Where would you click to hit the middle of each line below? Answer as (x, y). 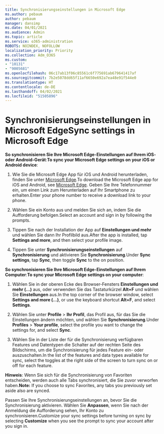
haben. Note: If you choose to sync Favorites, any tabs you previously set (79, 386)
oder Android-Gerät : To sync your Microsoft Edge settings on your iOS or (80, 160)
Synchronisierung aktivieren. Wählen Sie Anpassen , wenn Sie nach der (77, 405)
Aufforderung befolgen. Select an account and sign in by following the (82, 215)
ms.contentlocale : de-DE (30, 87)
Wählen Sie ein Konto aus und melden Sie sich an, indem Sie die (77, 210)
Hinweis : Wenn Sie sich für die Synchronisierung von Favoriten (69, 375)
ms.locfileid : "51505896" (31, 96)
